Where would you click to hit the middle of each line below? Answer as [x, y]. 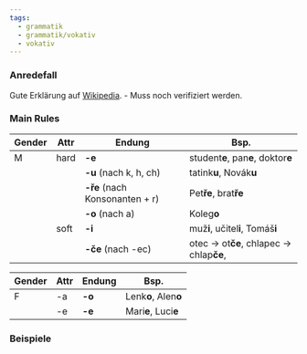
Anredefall [33, 76]
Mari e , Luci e [152, 311]
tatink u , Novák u [223, 172]
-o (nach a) [110, 213]
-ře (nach [106, 187]
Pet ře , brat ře [216, 193]
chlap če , [207, 255]
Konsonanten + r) [122, 199]
